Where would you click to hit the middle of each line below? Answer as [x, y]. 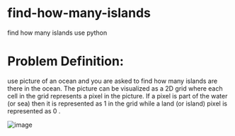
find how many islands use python [57, 33]
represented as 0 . [34, 110]
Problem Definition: [65, 61]
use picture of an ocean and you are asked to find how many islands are [113, 81]
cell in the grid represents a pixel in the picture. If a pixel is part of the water [117, 96]
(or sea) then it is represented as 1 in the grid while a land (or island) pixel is [117, 103]
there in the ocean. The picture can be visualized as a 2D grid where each [115, 88]
